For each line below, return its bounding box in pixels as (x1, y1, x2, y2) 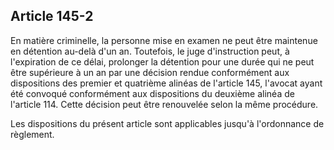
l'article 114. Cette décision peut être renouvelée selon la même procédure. (10, 98, 319, 110)
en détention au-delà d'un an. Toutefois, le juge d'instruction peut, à (10, 45, 290, 57)
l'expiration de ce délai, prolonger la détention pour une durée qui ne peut (10, 55, 315, 68)
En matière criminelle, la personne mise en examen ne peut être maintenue (10, 34, 318, 46)
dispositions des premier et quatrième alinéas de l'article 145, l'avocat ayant (10, 77, 323, 89)
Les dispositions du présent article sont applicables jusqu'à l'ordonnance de (10, 117, 325, 129)
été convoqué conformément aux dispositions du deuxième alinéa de (10, 87, 295, 99)
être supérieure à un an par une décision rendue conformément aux (10, 66, 290, 78)
